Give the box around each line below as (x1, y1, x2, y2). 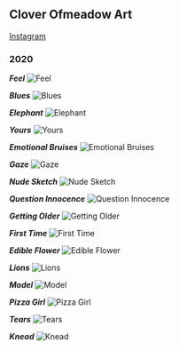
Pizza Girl (9, 297, 46, 307)
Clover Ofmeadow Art (9, 7, 133, 22)
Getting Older (9, 211, 60, 221)
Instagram (9, 30, 46, 41)
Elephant (9, 107, 43, 118)
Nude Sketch (9, 177, 58, 187)
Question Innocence (9, 194, 86, 204)
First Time (9, 228, 48, 239)
